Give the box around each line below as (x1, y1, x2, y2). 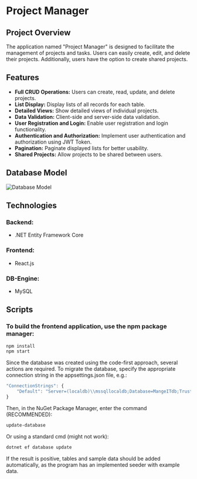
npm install (6, 343, 35, 349)
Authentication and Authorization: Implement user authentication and (14, 132, 186, 139)
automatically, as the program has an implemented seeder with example (6, 461, 180, 468)
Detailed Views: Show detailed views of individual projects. (14, 107, 159, 114)
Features (6, 72, 39, 83)
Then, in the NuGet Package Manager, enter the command (6, 404, 147, 411)
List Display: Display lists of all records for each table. (14, 101, 145, 108)
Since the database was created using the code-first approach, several (6, 359, 178, 366)
